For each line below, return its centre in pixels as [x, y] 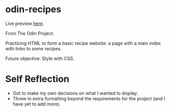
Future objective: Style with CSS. [40, 58]
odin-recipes [33, 9]
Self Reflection [37, 79]
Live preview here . [25, 23]
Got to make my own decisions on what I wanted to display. [75, 93]
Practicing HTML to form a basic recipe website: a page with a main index [83, 43]
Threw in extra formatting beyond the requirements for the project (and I [89, 98]
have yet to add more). [37, 104]
